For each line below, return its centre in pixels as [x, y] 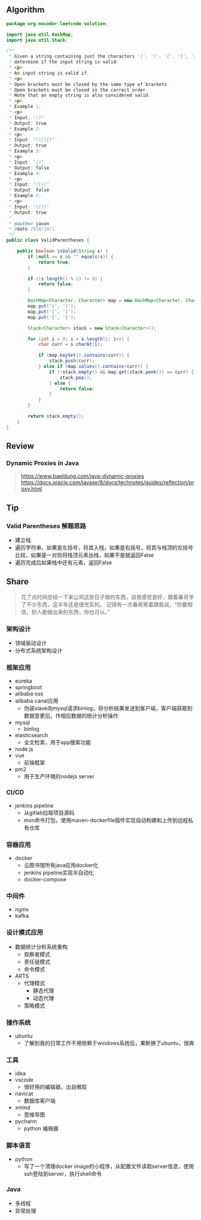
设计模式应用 [25, 932]
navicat [24, 1094]
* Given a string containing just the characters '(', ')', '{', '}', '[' [104, 56]
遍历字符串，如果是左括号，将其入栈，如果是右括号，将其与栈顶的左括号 [104, 548]
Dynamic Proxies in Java [42, 463]
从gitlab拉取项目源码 [49, 813]
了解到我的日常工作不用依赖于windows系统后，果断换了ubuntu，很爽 [109, 1043]
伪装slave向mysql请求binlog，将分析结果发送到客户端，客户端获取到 [108, 708]
